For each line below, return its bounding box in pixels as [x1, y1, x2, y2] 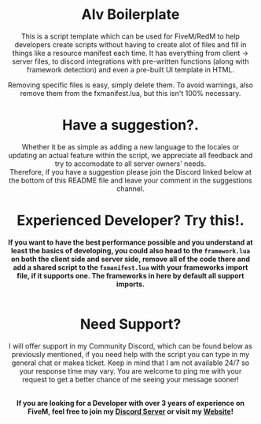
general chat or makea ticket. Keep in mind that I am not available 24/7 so [11, 358, 250, 367]
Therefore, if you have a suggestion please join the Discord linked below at [9, 167, 252, 176]
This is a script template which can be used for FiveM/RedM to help [20, 31, 241, 41]
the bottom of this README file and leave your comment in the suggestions [9, 175, 252, 185]
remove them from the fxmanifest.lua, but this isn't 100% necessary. [20, 88, 241, 98]
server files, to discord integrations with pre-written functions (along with [12, 57, 249, 66]
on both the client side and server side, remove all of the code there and [11, 254, 250, 264]
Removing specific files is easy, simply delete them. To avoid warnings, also [7, 80, 254, 90]
